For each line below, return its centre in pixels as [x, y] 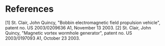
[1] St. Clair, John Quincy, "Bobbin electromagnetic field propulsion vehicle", [83, 23]
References [29, 9]
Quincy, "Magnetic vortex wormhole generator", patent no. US [69, 33]
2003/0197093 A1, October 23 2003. [43, 38]
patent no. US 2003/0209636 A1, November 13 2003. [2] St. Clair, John [78, 27]
